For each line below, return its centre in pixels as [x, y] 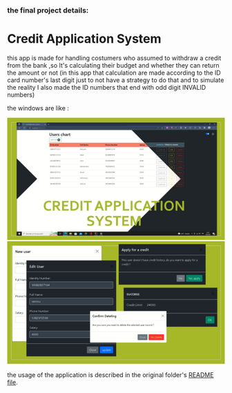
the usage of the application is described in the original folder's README [110, 374]
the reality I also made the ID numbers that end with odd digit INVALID [107, 87]
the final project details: [48, 10]
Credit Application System [84, 39]
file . [13, 382]
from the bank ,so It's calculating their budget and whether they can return [113, 65]
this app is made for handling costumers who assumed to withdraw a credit [114, 58]
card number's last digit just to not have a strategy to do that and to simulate [116, 80]
